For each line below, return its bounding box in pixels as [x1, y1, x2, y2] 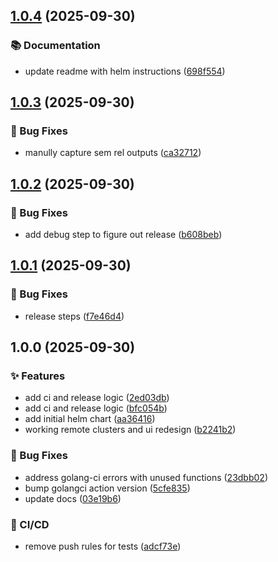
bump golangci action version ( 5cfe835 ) [24, 482, 191, 494]
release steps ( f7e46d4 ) [24, 310, 125, 322]
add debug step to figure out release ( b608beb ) [24, 229, 223, 241]
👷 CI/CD [10, 517, 50, 531]
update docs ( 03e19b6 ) [24, 492, 122, 504]
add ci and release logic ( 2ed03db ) [24, 392, 170, 404]
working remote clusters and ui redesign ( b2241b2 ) [24, 424, 237, 436]
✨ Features [10, 369, 66, 383]
